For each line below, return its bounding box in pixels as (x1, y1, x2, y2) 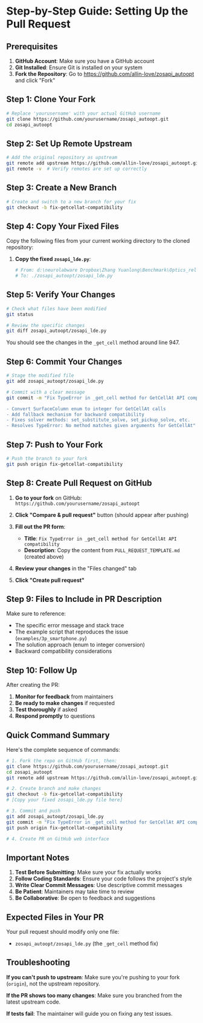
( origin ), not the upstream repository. (6, 980, 101, 987)
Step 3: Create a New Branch (6, 183, 117, 193)
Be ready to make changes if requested (14, 700, 115, 707)
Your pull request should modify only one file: (6, 928, 120, 936)
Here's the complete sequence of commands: (6, 746, 120, 753)
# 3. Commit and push (6, 808, 61, 814)
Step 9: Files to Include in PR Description (6, 593, 162, 604)
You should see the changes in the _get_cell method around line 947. (6, 339, 180, 346)
